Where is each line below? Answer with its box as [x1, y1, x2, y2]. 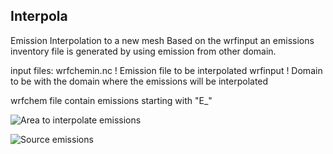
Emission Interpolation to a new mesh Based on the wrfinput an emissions [10, 34, 315, 46]
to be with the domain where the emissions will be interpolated [10, 75, 269, 87]
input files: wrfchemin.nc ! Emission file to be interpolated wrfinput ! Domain [10, 64, 323, 76]
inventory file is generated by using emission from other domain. [10, 45, 277, 57]
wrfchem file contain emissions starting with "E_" [10, 94, 213, 106]
